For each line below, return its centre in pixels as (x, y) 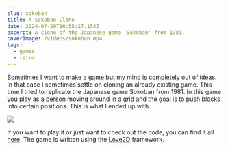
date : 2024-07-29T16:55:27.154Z (53, 26)
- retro (24, 58)
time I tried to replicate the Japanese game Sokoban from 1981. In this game (114, 91)
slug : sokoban (27, 13)
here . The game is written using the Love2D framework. (86, 139)
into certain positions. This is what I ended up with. (79, 106)
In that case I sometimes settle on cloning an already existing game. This (110, 84)
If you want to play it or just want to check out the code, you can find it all (111, 132)
